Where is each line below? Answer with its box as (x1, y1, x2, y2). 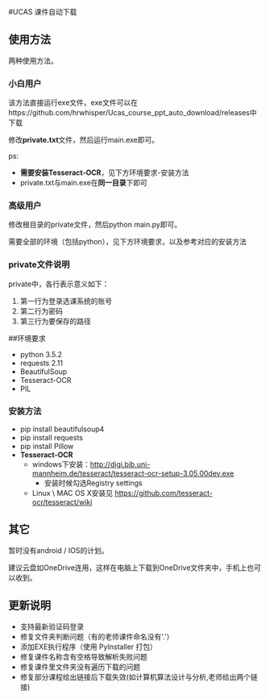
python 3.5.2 (19, 349, 63, 359)
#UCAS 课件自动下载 (8, 7, 77, 16)
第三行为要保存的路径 (19, 316, 91, 326)
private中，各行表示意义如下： (8, 279, 110, 289)
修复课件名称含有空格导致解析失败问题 (19, 651, 147, 661)
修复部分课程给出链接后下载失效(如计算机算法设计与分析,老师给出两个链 (19, 672, 258, 681)
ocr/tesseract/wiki (31, 497, 93, 506)
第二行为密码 (19, 306, 63, 316)
